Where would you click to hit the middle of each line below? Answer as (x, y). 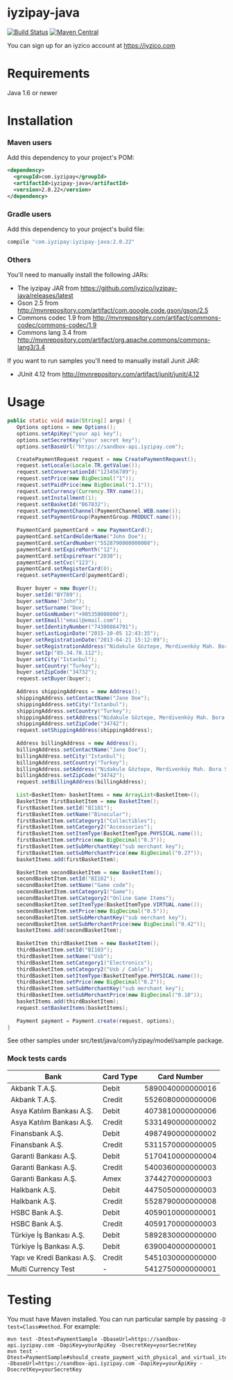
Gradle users (29, 214)
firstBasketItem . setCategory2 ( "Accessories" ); (85, 827)
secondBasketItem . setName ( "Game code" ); (76, 886)
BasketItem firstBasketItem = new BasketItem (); (88, 801)
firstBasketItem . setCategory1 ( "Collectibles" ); (86, 821)
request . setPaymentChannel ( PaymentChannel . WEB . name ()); (99, 511)
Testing (29, 1299)
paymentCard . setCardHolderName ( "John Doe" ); (82, 537)
